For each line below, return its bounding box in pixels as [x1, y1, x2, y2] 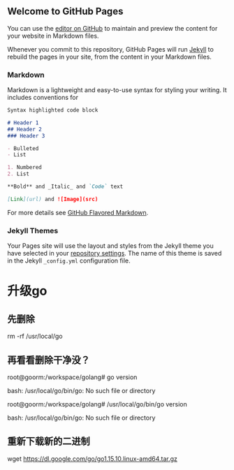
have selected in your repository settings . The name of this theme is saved [7, 249, 222, 258]
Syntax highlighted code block [7, 107, 98, 114]
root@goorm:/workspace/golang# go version [7, 373, 138, 381]
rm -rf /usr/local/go [7, 332, 63, 341]
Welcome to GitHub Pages [7, 6, 124, 17]
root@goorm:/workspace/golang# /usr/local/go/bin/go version [7, 399, 187, 408]
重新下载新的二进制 [7, 436, 90, 448]
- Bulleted [7, 145, 39, 152]
